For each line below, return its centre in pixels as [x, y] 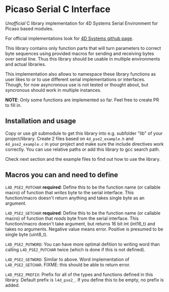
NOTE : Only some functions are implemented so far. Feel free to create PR [82, 100]
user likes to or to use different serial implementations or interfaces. [75, 79]
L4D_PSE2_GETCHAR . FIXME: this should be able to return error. [68, 265]
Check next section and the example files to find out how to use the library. [83, 159]
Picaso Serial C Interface [58, 9]
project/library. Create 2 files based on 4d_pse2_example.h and [69, 138]
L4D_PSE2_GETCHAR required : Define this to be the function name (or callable [83, 213]
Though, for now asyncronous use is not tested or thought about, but [77, 85]
